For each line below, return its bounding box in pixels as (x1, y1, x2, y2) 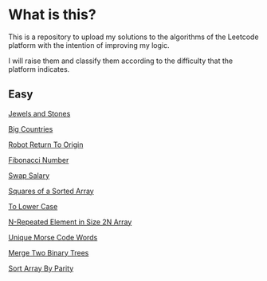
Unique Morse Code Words (8, 232, 98, 242)
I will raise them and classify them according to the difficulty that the (8, 56, 234, 65)
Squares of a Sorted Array (8, 186, 94, 196)
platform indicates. (8, 64, 70, 73)
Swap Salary (8, 170, 50, 180)
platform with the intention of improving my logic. (8, 40, 170, 49)
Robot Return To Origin (8, 140, 84, 149)
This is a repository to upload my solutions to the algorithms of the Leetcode (8, 32, 259, 42)
